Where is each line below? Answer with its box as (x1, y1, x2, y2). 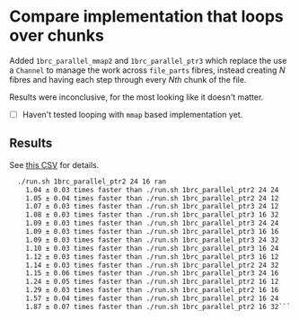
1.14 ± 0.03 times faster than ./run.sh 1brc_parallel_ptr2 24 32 (25, 261, 279, 270)
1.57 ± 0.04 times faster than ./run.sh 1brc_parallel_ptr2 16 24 (25, 294, 279, 303)
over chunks (9, 25, 105, 46)
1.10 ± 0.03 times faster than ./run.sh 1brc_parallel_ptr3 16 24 (25, 244, 279, 253)
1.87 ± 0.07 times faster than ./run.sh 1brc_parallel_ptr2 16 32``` (25, 302, 292, 311)
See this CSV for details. (9, 159, 100, 170)
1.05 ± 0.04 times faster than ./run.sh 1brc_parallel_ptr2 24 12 (25, 193, 279, 203)
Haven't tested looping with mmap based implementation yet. (22, 109, 243, 120)
